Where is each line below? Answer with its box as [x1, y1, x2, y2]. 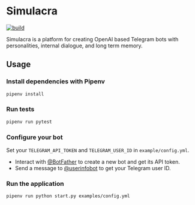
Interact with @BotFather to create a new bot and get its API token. [14, 158, 180, 165]
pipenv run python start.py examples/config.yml [6, 193, 130, 199]
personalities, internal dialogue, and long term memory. [6, 42, 143, 49]
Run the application [6, 179, 64, 188]
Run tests [6, 105, 35, 113]
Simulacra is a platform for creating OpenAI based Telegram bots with [6, 35, 179, 43]
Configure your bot [6, 133, 63, 141]
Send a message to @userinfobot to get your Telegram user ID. [14, 164, 171, 171]
